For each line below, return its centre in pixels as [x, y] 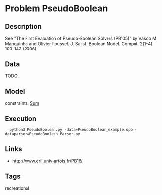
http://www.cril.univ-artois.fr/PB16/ [47, 161]
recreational [17, 188]
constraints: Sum [22, 103]
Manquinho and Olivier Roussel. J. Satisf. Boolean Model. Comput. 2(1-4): [79, 44]
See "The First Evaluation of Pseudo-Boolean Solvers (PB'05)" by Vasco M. [81, 38]
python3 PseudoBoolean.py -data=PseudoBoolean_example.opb [71, 130]
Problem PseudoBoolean [56, 9]
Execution [21, 119]
